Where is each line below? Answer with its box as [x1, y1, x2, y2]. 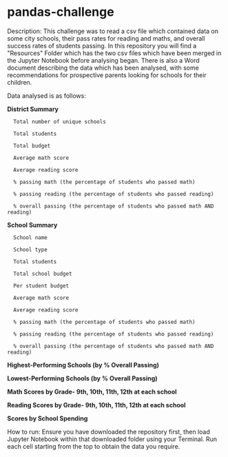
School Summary [7, 221, 58, 229]
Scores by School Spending [7, 414, 88, 423]
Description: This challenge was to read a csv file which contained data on [7, 27, 219, 35]
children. [7, 78, 32, 86]
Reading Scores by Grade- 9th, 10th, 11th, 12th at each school [7, 400, 186, 409]
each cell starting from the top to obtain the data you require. [7, 442, 180, 450]
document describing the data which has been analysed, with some [7, 63, 200, 72]
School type [13, 246, 48, 253]
